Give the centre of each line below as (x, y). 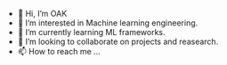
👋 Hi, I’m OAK (42, 14)
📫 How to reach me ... (59, 51)
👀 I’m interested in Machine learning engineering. (108, 23)
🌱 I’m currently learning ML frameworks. (91, 32)
